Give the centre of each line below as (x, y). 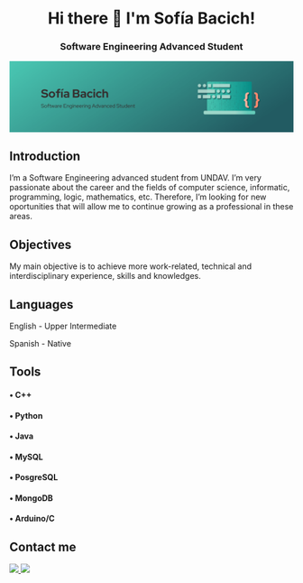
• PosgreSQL (34, 477)
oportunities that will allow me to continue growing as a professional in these (151, 207)
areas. (21, 217)
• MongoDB (32, 498)
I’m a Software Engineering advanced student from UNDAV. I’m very (135, 178)
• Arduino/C (32, 519)
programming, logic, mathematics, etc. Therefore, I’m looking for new (138, 197)
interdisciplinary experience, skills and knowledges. (105, 276)
